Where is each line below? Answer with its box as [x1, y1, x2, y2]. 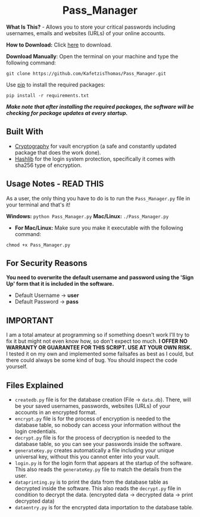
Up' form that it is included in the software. [6, 280, 114, 287]
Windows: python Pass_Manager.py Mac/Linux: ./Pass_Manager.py [6, 212, 169, 219]
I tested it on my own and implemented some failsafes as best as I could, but [6, 350, 194, 358]
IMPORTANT [6, 315, 54, 326]
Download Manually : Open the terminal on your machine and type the [6, 52, 179, 60]
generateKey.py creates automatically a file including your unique [14, 447, 174, 454]
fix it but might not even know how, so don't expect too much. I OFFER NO [6, 338, 188, 345]
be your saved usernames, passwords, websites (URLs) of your [14, 403, 171, 409]
